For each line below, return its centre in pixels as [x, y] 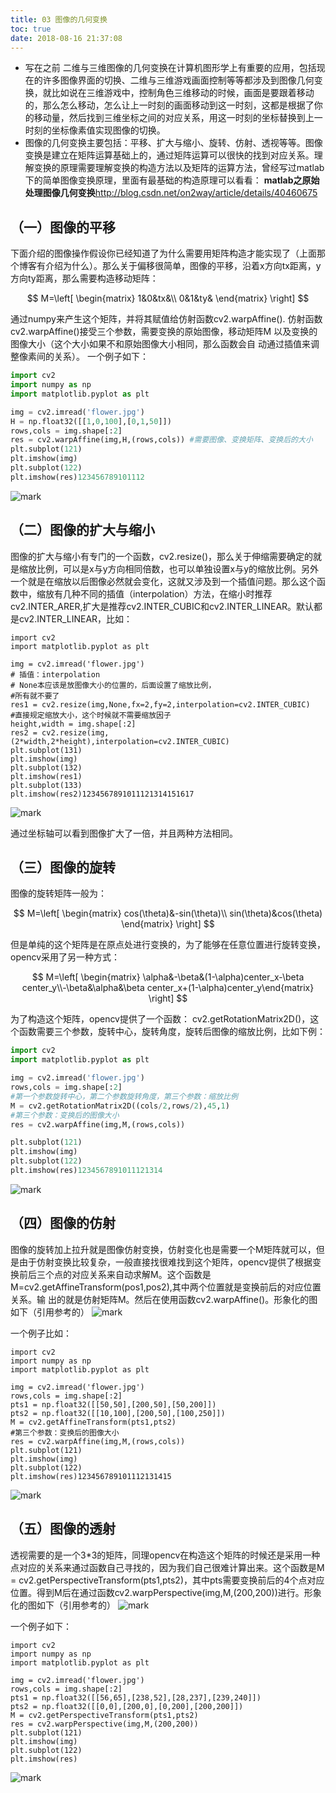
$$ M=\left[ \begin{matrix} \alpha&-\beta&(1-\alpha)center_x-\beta [168, 977]
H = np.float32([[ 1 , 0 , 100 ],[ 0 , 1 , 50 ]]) [91, 421]
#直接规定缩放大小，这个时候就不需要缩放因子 [91, 715]
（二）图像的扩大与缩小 [82, 530]
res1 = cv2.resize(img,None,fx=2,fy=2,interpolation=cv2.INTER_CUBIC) [160, 704]
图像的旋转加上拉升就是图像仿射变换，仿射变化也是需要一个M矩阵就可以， [163, 1249]
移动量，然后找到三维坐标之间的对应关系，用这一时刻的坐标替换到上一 [178, 118]
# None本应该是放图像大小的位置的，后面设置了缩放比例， [113, 685]
